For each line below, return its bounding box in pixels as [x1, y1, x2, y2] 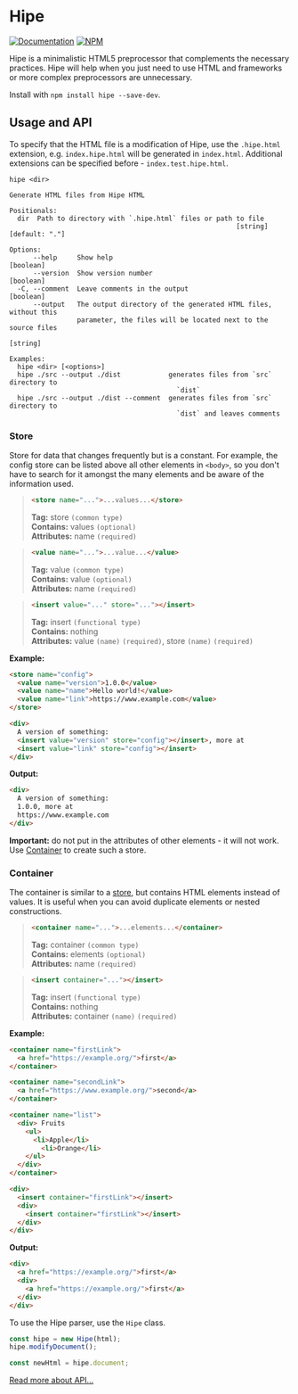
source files [9, 323, 58, 332]
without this [9, 308, 58, 317]
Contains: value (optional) [30, 573, 133, 584]
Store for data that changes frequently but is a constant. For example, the [9, 450, 278, 461]
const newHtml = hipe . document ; [9, 1358, 129, 1368]
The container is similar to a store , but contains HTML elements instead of [9, 887, 280, 898]
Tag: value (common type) [30, 564, 125, 574]
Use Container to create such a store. [9, 845, 147, 855]
